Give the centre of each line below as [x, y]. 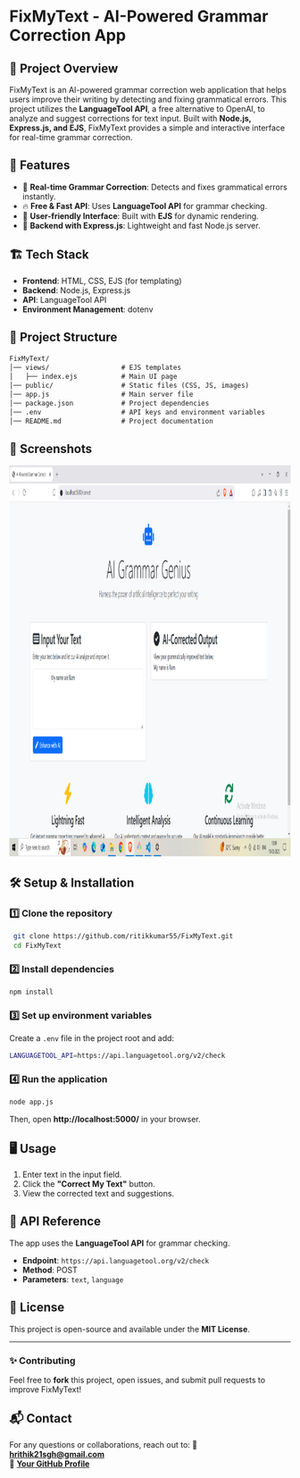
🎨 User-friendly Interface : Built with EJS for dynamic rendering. [140, 215]
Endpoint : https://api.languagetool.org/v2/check [116, 1260]
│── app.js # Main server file [101, 395]
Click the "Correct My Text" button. [89, 1184]
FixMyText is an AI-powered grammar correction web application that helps [148, 90]
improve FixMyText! [46, 1389]
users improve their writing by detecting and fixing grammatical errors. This [148, 99]
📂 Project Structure [63, 337]
